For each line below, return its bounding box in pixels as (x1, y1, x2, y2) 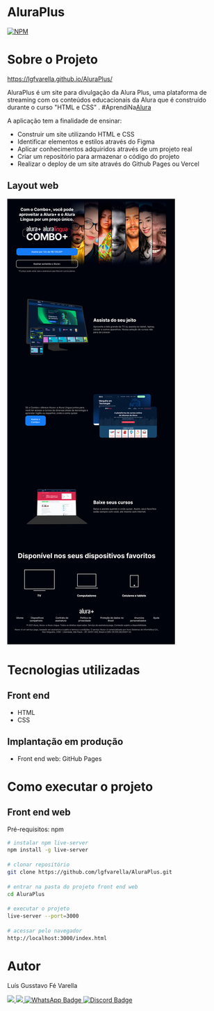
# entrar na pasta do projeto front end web (7, 883, 138, 890)
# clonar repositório (7, 861, 70, 868)
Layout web (7, 180, 59, 192)
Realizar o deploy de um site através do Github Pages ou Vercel (17, 160, 199, 168)
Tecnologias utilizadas (7, 662, 140, 678)
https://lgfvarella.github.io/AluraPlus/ (7, 75, 113, 83)
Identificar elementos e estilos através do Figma (17, 137, 155, 146)
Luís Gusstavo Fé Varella (7, 981, 78, 989)
